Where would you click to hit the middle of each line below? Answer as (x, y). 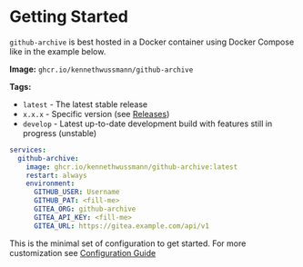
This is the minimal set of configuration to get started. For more (128, 243)
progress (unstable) (60, 133)
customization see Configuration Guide (83, 252)
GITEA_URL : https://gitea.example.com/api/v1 (121, 226)
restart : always (57, 175)
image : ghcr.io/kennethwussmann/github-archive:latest (132, 167)
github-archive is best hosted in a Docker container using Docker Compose (152, 42)
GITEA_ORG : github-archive (85, 209)
